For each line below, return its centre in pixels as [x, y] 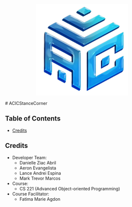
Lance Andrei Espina [40, 173]
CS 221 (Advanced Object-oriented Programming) [70, 188]
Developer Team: [29, 157]
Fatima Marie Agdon [40, 199]
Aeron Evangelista [38, 168]
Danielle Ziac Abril [38, 163]
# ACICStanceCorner [26, 103]
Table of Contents [33, 119]
